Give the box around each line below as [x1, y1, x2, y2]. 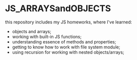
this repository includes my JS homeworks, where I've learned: [5, 19, 132, 25]
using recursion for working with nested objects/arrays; [12, 49, 124, 55]
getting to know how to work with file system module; [12, 44, 120, 50]
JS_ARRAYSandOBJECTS [5, 3, 111, 14]
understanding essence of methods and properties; [12, 39, 116, 44]
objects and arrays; [12, 28, 51, 34]
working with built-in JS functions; [12, 34, 82, 40]
